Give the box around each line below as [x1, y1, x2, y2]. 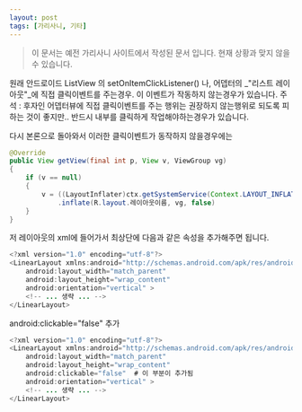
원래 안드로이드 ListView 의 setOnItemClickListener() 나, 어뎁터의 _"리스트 [9, 77, 274, 88]
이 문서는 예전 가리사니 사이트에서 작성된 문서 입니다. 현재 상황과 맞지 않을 [31, 47, 290, 58]
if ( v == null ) [25, 173, 83, 182]
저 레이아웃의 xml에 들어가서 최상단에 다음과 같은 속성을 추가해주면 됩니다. [9, 232, 270, 243]
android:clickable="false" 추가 [9, 318, 120, 329]
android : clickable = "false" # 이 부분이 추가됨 [25, 369, 194, 378]
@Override [9, 148, 47, 157]
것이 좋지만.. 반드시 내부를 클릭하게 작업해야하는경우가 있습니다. [25, 111, 250, 122]
